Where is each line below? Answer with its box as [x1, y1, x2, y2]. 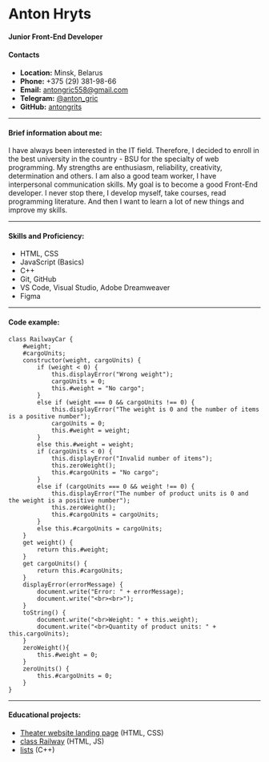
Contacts [8, 50, 40, 60]
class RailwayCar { [8, 335, 74, 343]
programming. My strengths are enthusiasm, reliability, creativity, [8, 163, 223, 172]
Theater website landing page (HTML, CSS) [19, 728, 164, 737]
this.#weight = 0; [37, 651, 98, 659]
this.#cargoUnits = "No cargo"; [50, 468, 159, 477]
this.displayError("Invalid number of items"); [50, 454, 214, 462]
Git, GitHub [19, 274, 57, 284]
